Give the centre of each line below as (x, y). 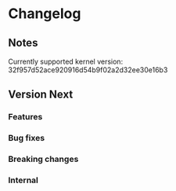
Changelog (45, 14)
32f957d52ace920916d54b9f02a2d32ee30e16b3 (88, 70)
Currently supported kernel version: (66, 61)
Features (25, 117)
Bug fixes (27, 138)
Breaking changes (43, 160)
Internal (23, 180)
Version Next (41, 95)
